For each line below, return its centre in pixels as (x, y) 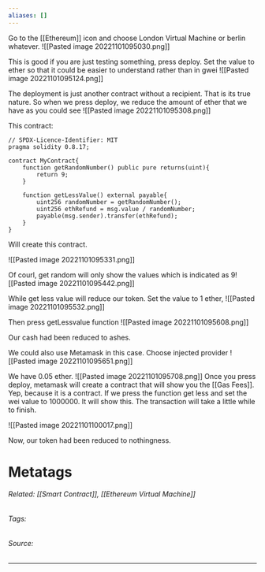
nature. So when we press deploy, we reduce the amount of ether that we (127, 102)
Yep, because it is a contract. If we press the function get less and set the (128, 393)
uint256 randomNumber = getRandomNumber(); (109, 202)
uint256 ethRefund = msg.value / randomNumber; (116, 209)
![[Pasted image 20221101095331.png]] (72, 259)
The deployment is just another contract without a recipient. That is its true (129, 93)
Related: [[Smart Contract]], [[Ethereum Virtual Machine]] (102, 494)
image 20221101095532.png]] (56, 306)
